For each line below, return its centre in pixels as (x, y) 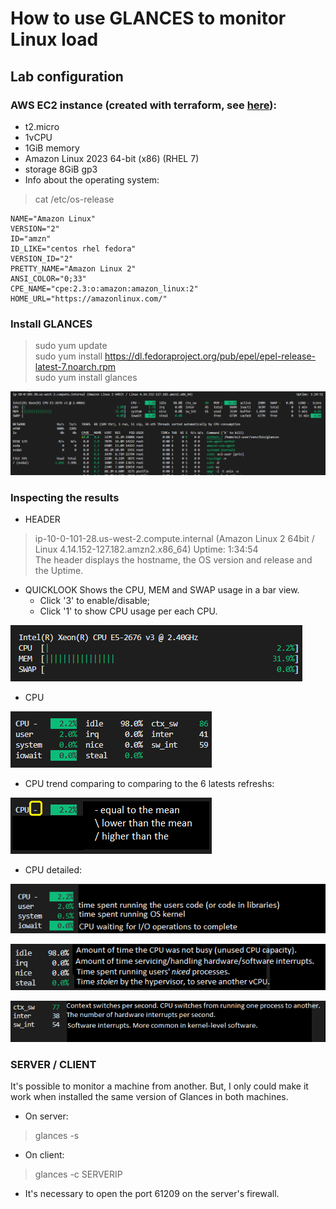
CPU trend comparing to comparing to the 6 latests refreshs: (149, 784)
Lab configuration (67, 76)
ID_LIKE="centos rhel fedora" (73, 248)
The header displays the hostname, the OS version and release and (173, 560)
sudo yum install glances (86, 378)
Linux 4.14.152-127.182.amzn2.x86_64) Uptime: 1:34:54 (146, 549)
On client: (44, 1155)
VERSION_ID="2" (42, 258)
